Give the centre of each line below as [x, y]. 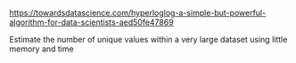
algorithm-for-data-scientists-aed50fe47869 [91, 22]
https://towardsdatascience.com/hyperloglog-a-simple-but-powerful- [138, 13]
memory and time [41, 49]
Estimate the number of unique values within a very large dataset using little [148, 39]
